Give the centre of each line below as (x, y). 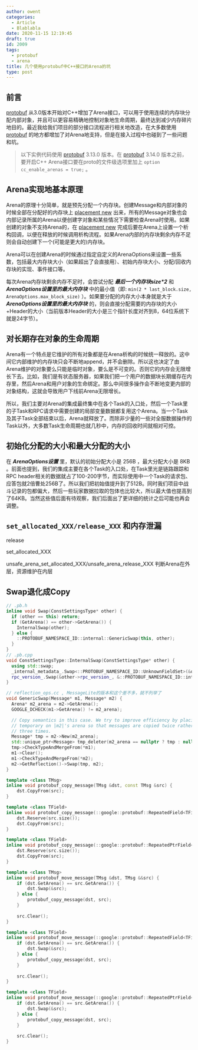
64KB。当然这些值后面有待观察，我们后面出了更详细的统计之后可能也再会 (100, 498)
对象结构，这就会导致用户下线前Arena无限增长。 (65, 391)
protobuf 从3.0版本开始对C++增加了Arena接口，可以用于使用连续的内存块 (96, 113)
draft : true (21, 39)
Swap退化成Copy (38, 592)
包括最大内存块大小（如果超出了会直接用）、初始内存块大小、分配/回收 (101, 261)
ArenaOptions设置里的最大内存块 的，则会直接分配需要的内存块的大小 (92, 304)
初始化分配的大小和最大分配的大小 (68, 446)
